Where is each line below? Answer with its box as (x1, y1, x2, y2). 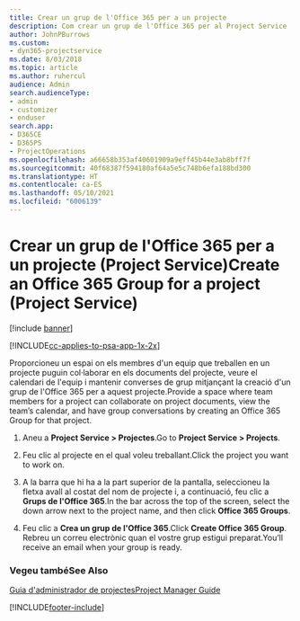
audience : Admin (9, 80, 70, 89)
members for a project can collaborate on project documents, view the (9, 395, 271, 406)
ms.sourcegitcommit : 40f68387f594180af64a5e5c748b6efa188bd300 (9, 164, 251, 173)
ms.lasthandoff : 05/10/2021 (9, 189, 115, 198)
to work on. (22, 459, 65, 470)
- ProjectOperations (9, 146, 87, 155)
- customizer (9, 105, 58, 114)
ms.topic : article (9, 64, 78, 73)
